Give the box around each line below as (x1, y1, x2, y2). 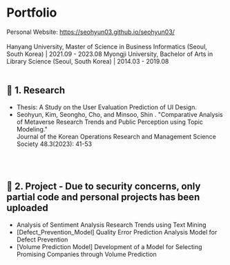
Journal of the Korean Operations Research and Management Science (16, 132, 217, 140)
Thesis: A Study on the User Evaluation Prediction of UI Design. (16, 102, 198, 111)
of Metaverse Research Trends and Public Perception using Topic (16, 118, 204, 126)
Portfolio (6, 5, 57, 21)
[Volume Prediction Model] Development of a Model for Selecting (16, 242, 202, 250)
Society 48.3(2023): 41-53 (16, 140, 93, 148)
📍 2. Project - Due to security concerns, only (6, 181, 201, 192)
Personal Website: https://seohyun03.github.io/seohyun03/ (6, 28, 175, 36)
